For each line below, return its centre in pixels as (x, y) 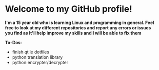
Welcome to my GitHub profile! (69, 9)
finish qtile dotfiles (31, 52)
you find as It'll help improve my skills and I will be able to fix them (73, 33)
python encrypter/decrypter (40, 62)
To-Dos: (13, 42)
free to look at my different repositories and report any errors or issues (78, 27)
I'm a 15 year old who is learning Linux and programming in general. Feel (80, 23)
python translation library (37, 57)
